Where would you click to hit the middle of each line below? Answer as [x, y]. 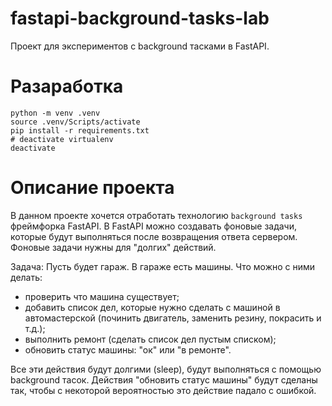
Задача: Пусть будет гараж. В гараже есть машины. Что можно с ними [163, 266]
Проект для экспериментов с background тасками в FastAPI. [140, 46]
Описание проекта [92, 188]
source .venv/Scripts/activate [75, 122]
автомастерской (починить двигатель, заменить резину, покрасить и [173, 318]
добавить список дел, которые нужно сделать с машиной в [152, 307]
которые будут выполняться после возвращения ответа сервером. [154, 236]
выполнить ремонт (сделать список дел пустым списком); [150, 339]
